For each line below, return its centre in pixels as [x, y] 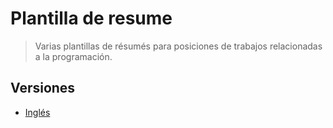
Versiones [43, 88]
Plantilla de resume [91, 18]
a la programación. [73, 56]
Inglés [37, 112]
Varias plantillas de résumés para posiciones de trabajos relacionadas [178, 46]
